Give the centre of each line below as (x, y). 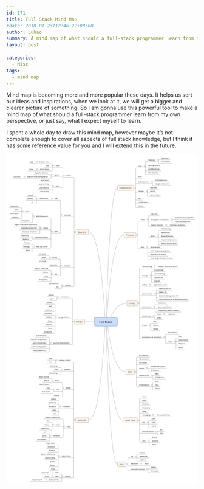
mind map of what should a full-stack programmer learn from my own (93, 114)
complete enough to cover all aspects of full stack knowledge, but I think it (100, 139)
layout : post (23, 45)
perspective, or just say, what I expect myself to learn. (74, 121)
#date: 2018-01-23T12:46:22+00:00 (50, 26)
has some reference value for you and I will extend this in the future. (92, 145)
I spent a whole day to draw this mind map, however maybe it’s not (90, 133)
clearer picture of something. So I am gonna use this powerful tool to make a (102, 108)
